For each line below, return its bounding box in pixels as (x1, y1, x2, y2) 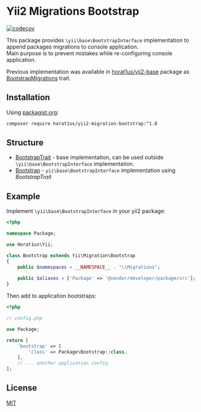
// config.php (6, 315, 43, 321)
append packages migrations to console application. (6, 43, 139, 50)
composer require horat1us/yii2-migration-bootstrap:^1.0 (6, 120, 157, 126)
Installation (6, 92, 50, 103)
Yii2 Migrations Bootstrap (6, 4, 140, 18)
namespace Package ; (6, 230, 56, 237)
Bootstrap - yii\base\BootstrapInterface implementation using (15, 167, 176, 174)
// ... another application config (17, 360, 108, 367)
